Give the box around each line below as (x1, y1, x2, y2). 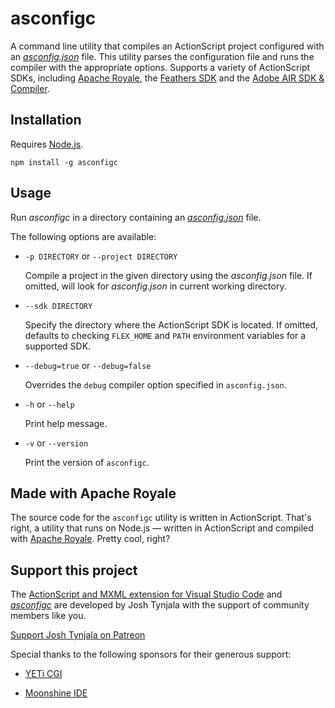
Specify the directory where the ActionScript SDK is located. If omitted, (24, 318, 319, 331)
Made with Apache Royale (10, 485, 177, 502)
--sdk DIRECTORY (24, 301, 93, 311)
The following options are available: (10, 230, 157, 242)
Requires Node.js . (10, 138, 84, 150)
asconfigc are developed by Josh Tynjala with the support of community (10, 599, 310, 611)
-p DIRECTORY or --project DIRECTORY (24, 250, 178, 262)
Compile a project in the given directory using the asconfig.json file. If (24, 269, 313, 281)
